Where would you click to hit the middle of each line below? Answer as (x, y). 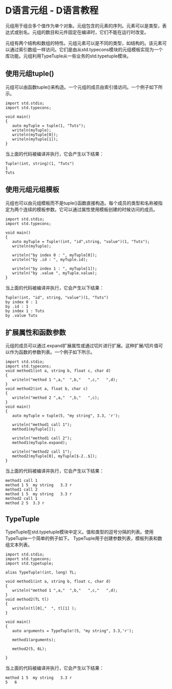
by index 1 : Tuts (25, 311)
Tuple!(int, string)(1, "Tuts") (40, 163)
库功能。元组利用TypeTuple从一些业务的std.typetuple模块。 (68, 56)
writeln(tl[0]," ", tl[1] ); (44, 609)
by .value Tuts (21, 315)
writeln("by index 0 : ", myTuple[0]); (55, 255)
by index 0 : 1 (21, 302)
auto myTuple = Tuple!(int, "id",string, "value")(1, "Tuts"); (81, 241)
